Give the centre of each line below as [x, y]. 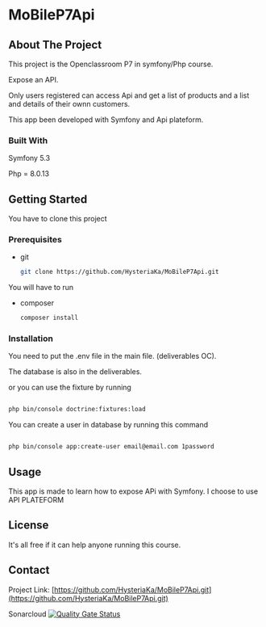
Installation [31, 339]
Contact [29, 570]
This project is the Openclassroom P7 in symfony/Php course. [111, 64]
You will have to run [41, 288]
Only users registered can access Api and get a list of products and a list [129, 95]
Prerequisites [35, 240]
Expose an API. [33, 80]
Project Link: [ [31, 589]
